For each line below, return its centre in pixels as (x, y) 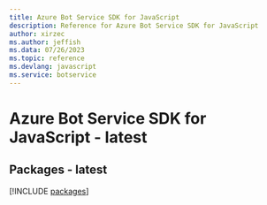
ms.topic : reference (47, 58)
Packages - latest (58, 170)
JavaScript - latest (78, 137)
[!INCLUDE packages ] (49, 191)
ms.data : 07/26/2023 (47, 50)
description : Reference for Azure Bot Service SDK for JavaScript (134, 26)
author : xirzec (37, 34)
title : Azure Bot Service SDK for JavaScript (94, 17)
